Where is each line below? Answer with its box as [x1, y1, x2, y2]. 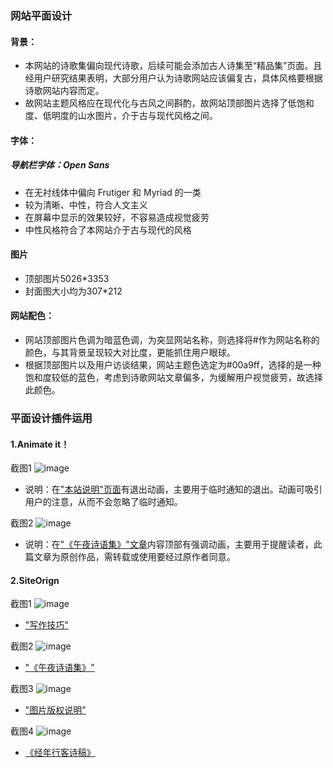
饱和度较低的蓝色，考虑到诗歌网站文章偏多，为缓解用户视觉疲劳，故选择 [24, 372, 323, 384]
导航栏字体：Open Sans [10, 159, 110, 171]
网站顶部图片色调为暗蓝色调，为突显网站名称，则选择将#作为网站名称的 [24, 334, 320, 346]
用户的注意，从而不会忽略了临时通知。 [24, 496, 183, 508]
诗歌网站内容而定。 [24, 85, 105, 97]
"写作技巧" [24, 619, 69, 631]
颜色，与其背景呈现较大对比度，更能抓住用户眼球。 [24, 347, 236, 359]
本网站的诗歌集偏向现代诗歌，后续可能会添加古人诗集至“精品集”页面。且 [24, 60, 323, 72]
